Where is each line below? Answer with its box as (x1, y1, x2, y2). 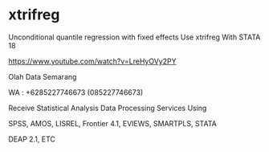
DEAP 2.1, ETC (8, 134, 56, 144)
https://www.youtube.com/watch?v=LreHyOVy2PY (8, 56, 177, 66)
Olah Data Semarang (8, 72, 77, 81)
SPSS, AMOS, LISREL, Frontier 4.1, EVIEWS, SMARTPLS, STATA (8, 118, 217, 128)
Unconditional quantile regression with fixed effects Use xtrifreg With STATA (8, 32, 261, 42)
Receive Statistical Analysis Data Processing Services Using (8, 103, 207, 113)
